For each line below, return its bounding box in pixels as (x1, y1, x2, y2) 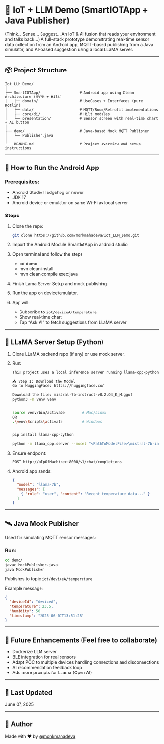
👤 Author (5, 720, 33, 729)
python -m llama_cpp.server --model (12, 441, 87, 446)
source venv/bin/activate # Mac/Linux (12, 410, 106, 415)
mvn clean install (19, 265, 54, 271)
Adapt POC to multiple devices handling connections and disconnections (12, 659, 159, 665)
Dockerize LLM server (12, 649, 57, 655)
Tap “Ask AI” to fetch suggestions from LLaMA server (19, 319, 127, 325)
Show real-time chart (19, 314, 62, 320)
